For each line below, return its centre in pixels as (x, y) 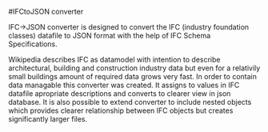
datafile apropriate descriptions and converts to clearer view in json (120, 94)
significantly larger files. (48, 119)
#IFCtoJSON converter (46, 12)
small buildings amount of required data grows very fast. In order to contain (133, 76)
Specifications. (33, 44)
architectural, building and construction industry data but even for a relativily (134, 68)
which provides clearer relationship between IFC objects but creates (121, 110)
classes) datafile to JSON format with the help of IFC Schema (110, 36)
